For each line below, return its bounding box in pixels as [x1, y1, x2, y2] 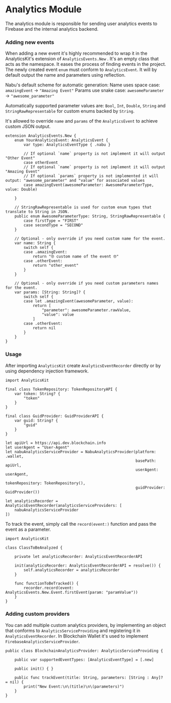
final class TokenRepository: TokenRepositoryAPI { [5, 387, 117, 392]
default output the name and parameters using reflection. [5, 72, 126, 78]
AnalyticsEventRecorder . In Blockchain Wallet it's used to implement [5, 632, 149, 639]
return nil [32, 325, 56, 331]
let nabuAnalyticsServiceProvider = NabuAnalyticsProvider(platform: [5, 449, 157, 454]
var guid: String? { [14, 418, 58, 423]
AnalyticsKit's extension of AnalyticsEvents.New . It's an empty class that [5, 56, 159, 62]
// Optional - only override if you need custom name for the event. [14, 236, 166, 241]
